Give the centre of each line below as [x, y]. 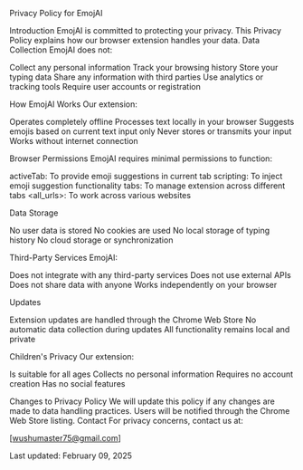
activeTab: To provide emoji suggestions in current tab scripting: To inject [146, 176]
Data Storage [34, 213]
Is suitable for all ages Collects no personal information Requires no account [151, 374]
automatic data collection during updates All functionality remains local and [150, 329]
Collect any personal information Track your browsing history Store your [144, 67]
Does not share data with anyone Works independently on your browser [143, 285]
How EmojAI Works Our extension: [74, 104]
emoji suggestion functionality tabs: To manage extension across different [147, 186]
